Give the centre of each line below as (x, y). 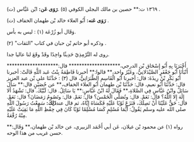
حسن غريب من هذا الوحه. (35, 133)
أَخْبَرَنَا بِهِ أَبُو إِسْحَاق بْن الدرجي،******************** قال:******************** (96, 65)
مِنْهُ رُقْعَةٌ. (17, 115)
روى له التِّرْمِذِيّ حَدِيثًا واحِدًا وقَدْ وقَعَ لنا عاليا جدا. (58, 54)
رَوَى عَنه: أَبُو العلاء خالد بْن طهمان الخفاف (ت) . (58, 20)
